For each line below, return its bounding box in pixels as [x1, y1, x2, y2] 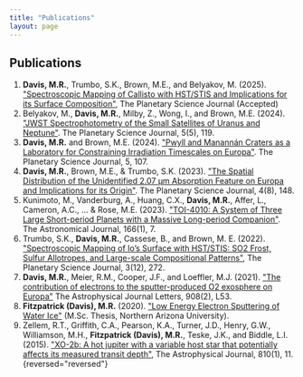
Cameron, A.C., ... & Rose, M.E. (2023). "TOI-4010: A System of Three [22, 205, 283, 216]
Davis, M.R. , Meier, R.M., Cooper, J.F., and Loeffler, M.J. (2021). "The [22, 272, 281, 283]
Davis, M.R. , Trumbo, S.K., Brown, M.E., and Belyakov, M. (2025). [22, 79, 267, 91]
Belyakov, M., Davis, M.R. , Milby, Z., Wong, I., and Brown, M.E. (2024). [22, 108, 286, 119]
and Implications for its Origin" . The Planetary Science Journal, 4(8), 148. [22, 185, 295, 196]
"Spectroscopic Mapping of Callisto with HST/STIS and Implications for [22, 89, 288, 100]
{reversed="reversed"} [22, 359, 109, 370]
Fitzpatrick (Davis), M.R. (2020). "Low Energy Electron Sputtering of [22, 301, 280, 312]
